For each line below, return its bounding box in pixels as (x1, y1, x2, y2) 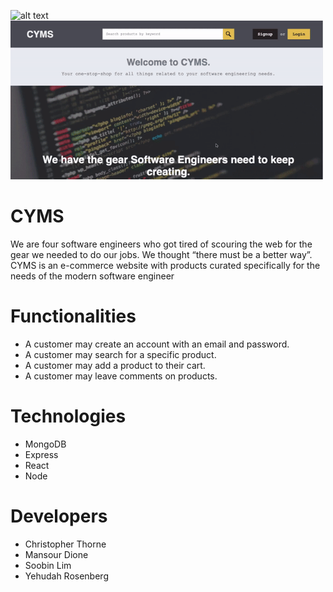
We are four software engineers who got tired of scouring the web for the (10, 238, 313, 250)
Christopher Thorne (24, 538, 107, 550)
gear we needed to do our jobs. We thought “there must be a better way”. (10, 249, 313, 261)
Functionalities (10, 305, 137, 328)
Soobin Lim (24, 559, 72, 571)
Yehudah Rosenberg (24, 570, 109, 582)
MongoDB (24, 438, 67, 450)
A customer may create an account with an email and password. (24, 338, 290, 350)
